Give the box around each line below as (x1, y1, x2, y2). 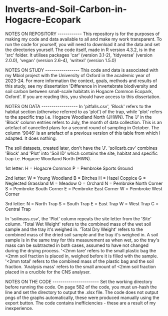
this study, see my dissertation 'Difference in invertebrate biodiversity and (5, 83, 157, 89)
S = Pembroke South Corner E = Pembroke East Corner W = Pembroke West (5, 185, 162, 191)
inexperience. (5, 305, 33, 311)
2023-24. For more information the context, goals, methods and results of (5, 78, 157, 84)
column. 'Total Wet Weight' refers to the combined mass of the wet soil (5, 221, 151, 227)
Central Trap (5, 206, 31, 212)
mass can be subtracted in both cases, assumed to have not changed (5, 242, 149, 248)
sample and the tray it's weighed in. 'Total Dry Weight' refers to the (5, 226, 143, 232)
